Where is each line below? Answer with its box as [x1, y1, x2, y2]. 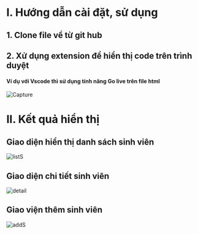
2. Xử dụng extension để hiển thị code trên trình [6, 50, 192, 61]
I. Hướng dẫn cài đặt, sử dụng [6, 6, 158, 20]
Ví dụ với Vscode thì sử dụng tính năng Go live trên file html [6, 77, 161, 85]
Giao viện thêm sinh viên [6, 205, 103, 215]
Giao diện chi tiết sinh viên [6, 171, 110, 181]
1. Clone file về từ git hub [6, 30, 102, 40]
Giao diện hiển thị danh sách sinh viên [6, 137, 154, 147]
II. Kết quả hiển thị [6, 113, 100, 126]
